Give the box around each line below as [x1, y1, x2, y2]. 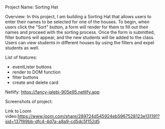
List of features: [5, 54, 37, 60]
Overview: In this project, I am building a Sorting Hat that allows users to [5, 14, 152, 19]
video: [5, 113, 18, 119]
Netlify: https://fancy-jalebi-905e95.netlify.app [5, 89, 100, 95]
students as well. [5, 45, 39, 51]
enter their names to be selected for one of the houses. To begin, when [5, 19, 150, 25]
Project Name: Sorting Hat [5, 4, 58, 10]
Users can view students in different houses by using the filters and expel [5, 40, 154, 46]
